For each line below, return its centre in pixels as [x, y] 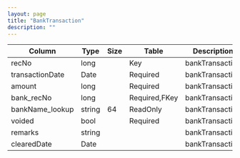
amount [24, 86]
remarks [25, 132]
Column [42, 51]
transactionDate [38, 75]
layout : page [27, 14]
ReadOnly [145, 110]
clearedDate [31, 144]
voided [22, 121]
